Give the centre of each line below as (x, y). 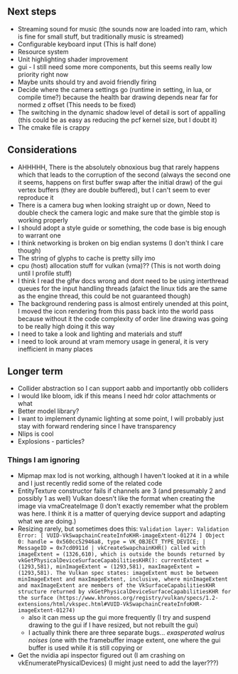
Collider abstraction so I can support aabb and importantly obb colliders (123, 389)
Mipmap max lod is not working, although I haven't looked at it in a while (123, 475)
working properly (43, 220)
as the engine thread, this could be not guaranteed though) (104, 296)
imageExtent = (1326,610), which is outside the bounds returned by (121, 554)
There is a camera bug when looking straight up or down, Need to (114, 205)
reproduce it (36, 197)
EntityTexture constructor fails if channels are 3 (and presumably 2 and (121, 491)
